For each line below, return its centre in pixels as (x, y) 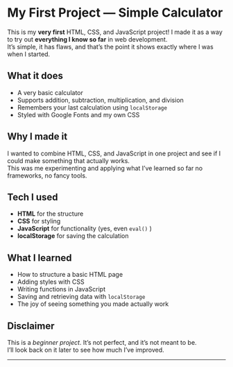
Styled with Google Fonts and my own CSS (78, 114)
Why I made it (37, 137)
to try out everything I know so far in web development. (87, 39)
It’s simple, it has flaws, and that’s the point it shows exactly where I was (110, 46)
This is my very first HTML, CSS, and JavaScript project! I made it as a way (115, 32)
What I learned (40, 258)
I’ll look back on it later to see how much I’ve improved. (86, 350)
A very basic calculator (50, 92)
